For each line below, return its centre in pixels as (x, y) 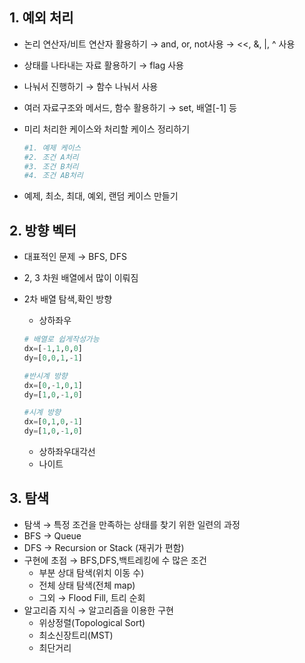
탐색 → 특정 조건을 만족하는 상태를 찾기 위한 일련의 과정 (132, 524)
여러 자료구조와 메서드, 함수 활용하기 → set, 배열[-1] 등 (130, 107)
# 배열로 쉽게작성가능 (61, 339)
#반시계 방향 (45, 376)
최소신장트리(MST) (76, 635)
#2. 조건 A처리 (51, 157)
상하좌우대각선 (67, 451)
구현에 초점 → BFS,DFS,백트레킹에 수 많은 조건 (115, 560)
